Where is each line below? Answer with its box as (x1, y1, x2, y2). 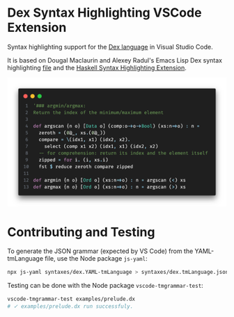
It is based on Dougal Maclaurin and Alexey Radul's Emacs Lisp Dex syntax (7, 56, 223, 64)
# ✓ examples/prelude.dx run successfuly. (7, 303, 134, 310)
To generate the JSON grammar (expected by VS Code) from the (7, 247, 194, 255)
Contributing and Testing (7, 224, 155, 240)
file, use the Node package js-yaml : (45, 254, 148, 263)
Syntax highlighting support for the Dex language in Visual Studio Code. (7, 42, 214, 51)
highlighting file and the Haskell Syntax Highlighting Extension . (7, 63, 187, 72)
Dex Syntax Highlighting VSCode (7, 5, 202, 21)
